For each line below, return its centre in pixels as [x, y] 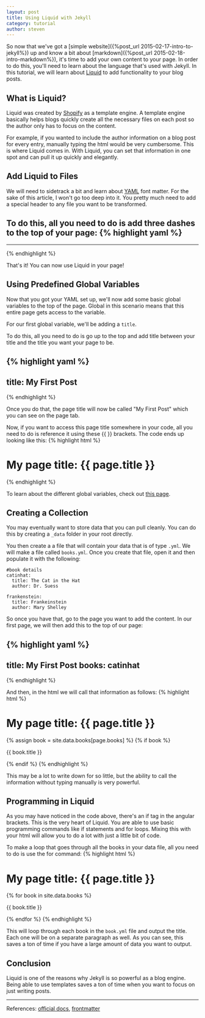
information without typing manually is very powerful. [73, 782]
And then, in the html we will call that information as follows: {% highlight [98, 692]
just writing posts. [29, 991]
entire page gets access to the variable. [56, 312]
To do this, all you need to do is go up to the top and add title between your [101, 336]
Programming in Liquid [50, 801]
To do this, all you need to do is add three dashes [101, 223]
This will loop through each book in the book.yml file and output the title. [97, 931]
